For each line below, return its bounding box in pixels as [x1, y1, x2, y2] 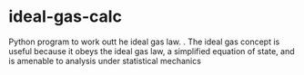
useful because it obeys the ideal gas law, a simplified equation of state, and [8, 45, 295, 56]
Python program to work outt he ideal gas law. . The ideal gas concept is [8, 36, 280, 47]
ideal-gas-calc [8, 6, 122, 27]
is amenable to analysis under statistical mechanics [8, 55, 202, 66]
